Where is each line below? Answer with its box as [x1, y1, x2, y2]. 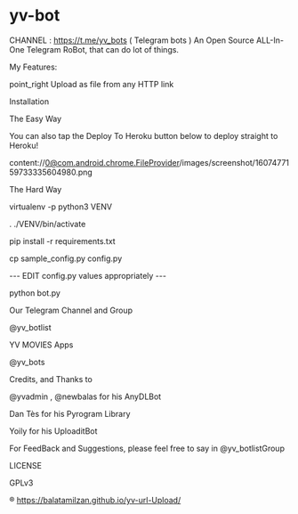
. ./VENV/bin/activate [9, 218, 86, 229]
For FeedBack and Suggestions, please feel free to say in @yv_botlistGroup [9, 443, 285, 453]
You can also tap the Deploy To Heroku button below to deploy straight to [9, 130, 278, 141]
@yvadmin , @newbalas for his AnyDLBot [9, 391, 162, 402]
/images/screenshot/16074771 [179, 157, 290, 167]
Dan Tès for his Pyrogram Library [9, 408, 131, 419]
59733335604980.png [9, 167, 93, 177]
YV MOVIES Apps [9, 339, 74, 350]
